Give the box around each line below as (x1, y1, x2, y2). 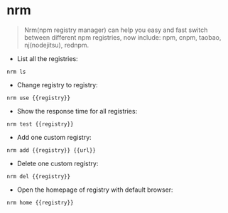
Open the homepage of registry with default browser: (16, 185, 173, 194)
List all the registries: (16, 54, 79, 62)
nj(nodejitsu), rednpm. (23, 40, 89, 49)
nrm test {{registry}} (6, 120, 74, 128)
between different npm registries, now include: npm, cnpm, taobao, (23, 33, 222, 41)
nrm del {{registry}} (6, 173, 71, 180)
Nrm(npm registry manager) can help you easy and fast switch (23, 26, 208, 34)
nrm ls (6, 68, 26, 75)
